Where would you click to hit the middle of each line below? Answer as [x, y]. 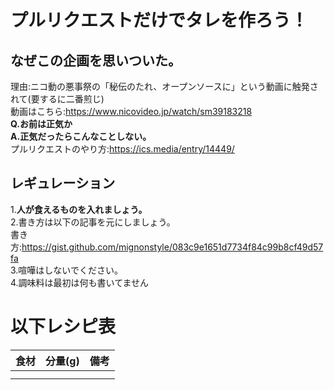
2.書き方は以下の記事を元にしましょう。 [93, 222]
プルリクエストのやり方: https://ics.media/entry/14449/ [122, 149]
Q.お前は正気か [41, 124]
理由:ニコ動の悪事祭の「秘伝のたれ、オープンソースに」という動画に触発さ [164, 86]
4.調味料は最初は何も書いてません [80, 282]
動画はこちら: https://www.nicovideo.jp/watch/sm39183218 [131, 111]
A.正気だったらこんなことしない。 [81, 136]
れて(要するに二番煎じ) [57, 99]
